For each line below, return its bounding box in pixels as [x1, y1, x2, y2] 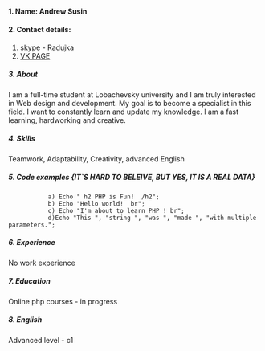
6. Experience [8, 238, 56, 247]
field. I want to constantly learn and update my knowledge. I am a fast [8, 107, 239, 116]
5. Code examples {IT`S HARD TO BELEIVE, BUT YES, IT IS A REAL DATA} [8, 173, 255, 182]
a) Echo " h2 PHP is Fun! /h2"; [47, 193, 160, 201]
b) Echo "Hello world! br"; [47, 199, 146, 208]
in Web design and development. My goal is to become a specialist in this [8, 98, 251, 108]
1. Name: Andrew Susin [8, 6, 88, 16]
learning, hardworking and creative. [8, 115, 126, 124]
